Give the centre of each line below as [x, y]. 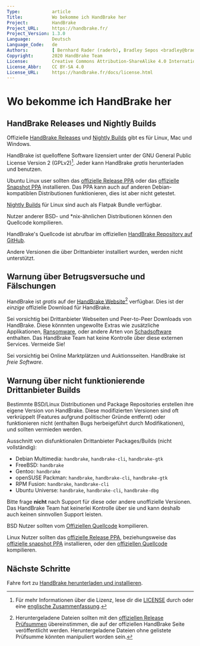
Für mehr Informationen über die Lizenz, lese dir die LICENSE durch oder [104, 600]
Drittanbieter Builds [44, 390]
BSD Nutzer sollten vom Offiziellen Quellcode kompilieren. [78, 526]
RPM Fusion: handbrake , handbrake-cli [62, 484]
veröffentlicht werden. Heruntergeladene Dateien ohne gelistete [93, 630]
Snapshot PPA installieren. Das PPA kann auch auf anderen [79, 187]
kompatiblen [22, 193]
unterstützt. [21, 258]
